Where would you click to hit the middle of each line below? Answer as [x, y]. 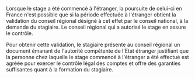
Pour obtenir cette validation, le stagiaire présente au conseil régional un [93, 44]
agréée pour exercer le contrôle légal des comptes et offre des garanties [93, 63]
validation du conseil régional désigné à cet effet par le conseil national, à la [97, 21]
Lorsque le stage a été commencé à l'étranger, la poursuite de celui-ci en [94, 8]
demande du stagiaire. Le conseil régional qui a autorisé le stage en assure [96, 27]
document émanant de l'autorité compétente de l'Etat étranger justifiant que [97, 51]
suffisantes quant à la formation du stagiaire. [60, 69]
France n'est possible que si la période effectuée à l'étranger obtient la [91, 15]
